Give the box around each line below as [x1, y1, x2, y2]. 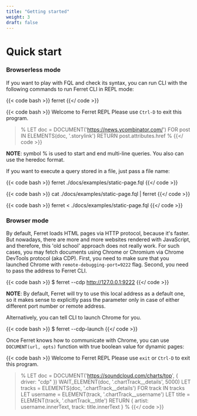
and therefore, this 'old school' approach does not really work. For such [6, 242, 180, 249]
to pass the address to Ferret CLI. [6, 267, 87, 274]
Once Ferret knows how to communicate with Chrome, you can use [6, 337, 169, 344]
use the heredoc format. [6, 156, 65, 163]
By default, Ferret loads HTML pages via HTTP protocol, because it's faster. [6, 230, 190, 237]
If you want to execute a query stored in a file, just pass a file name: [6, 167, 170, 174]
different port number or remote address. [6, 302, 106, 309]
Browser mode [6, 216, 49, 224]
